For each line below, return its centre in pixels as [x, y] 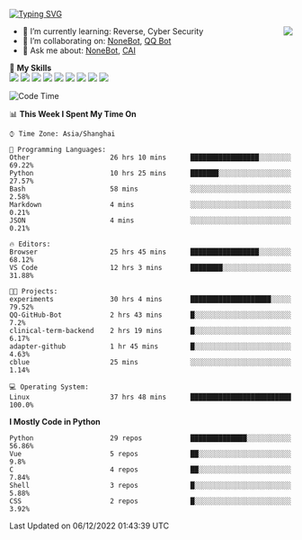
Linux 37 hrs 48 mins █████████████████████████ [151, 397]
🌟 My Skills [31, 68]
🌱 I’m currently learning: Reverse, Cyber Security [113, 31]
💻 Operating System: [49, 387]
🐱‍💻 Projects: [34, 292]
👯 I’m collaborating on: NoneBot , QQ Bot [97, 41]
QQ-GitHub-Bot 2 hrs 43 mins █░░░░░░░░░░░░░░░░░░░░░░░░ [151, 315]
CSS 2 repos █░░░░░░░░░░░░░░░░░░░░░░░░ [151, 501]
